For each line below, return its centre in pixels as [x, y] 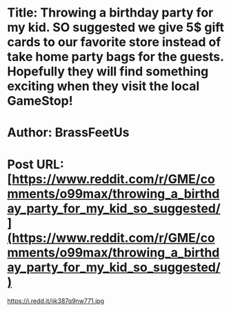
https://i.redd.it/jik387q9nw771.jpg [56, 301]
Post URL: [36, 164]
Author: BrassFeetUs [68, 132]
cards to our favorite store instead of [114, 42]
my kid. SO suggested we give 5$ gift [116, 27]
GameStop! [40, 101]
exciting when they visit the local [103, 86]
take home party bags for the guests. [115, 57]
